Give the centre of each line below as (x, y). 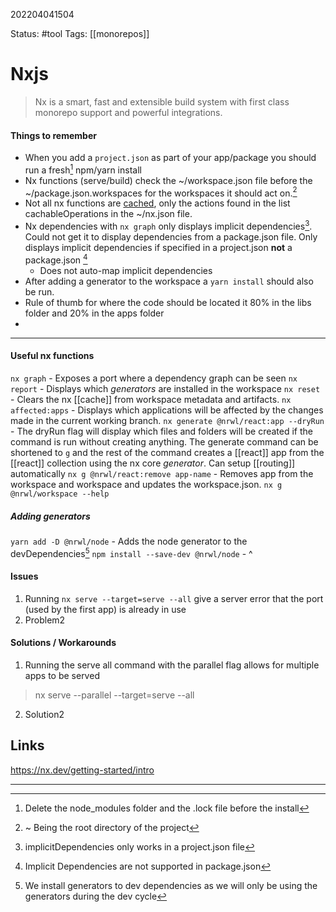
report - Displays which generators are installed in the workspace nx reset (165, 388)
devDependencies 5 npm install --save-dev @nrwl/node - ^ (131, 552)
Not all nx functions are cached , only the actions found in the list (157, 203)
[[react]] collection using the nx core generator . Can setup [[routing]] (153, 463)
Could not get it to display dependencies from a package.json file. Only (171, 237)
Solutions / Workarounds (63, 643)
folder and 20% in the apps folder (94, 313)
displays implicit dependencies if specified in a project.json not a (158, 248)
